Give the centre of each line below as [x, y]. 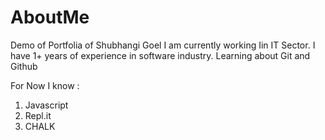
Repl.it [38, 115]
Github [24, 66]
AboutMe [50, 17]
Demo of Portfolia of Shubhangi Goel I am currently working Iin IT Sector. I [163, 45]
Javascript [46, 105]
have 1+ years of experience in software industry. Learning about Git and [160, 55]
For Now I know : [45, 85]
